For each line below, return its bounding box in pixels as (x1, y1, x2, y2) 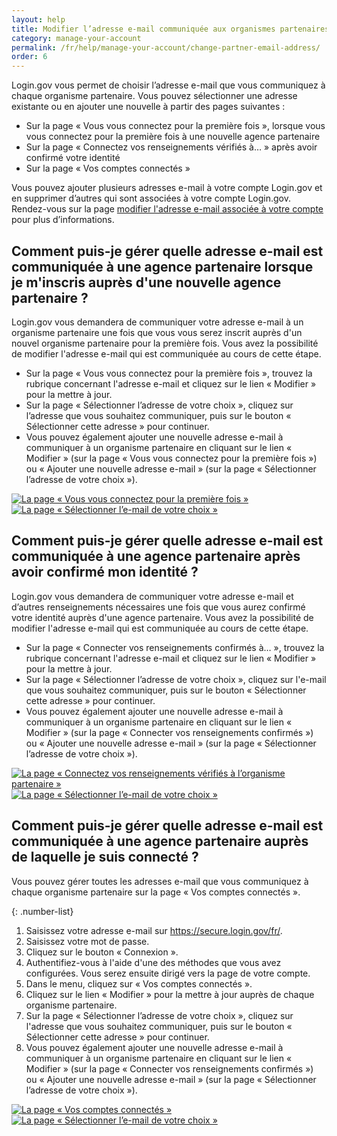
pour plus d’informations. (11, 214, 115, 226)
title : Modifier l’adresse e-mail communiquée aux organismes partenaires (11, 24, 330, 34)
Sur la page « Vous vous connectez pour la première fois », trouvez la (25, 367, 313, 379)
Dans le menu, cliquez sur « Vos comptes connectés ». (25, 977, 253, 990)
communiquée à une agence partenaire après (11, 548, 301, 565)
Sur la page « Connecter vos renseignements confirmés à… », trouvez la (25, 641, 325, 653)
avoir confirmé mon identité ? (11, 564, 199, 581)
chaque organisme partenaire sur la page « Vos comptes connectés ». (11, 886, 301, 898)
